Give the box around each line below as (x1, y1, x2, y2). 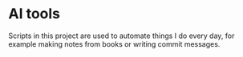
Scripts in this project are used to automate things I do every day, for (8, 31, 235, 40)
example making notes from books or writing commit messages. (8, 39, 221, 48)
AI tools (8, 5, 60, 23)
